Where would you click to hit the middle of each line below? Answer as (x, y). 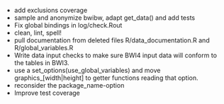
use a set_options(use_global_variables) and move (87, 70)
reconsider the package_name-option (69, 85)
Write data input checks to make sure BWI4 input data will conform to (116, 55)
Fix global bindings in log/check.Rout (68, 25)
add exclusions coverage (51, 10)
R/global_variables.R (44, 48)
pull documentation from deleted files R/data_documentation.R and (112, 40)
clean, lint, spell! (38, 33)
